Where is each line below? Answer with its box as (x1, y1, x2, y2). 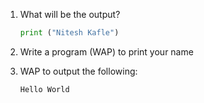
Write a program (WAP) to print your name (19, 45, 194, 58)
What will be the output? (19, 9, 121, 20)
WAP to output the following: (19, 65, 138, 77)
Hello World (19, 84, 70, 94)
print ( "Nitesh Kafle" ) (19, 28, 120, 38)
